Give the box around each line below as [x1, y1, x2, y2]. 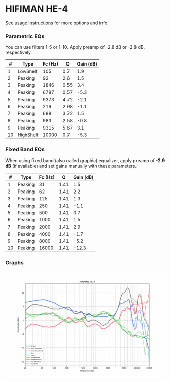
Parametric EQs [5, 33, 45, 40]
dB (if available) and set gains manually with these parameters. [5, 163, 137, 169]
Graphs [5, 259, 24, 266]
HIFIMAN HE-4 [5, 3, 69, 15]
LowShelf [17, 68, 38, 74]
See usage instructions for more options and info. [5, 20, 109, 26]
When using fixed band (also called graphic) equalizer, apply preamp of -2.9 [5, 157, 165, 164]
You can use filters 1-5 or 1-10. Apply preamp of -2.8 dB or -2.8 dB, [5, 44, 145, 50]
